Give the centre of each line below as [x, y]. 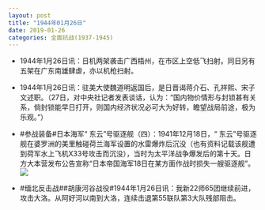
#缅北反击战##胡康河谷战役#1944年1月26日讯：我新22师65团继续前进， [137, 188]
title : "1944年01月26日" [47, 23]
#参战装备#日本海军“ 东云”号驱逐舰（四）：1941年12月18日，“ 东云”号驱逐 [138, 134]
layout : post [30, 15]
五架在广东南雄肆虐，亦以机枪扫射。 [79, 71]
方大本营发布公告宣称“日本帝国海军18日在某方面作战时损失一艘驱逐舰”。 [137, 163]
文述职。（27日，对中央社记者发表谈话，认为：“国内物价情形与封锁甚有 [134, 97]
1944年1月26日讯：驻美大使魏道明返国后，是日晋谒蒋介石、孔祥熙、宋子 [137, 88]
